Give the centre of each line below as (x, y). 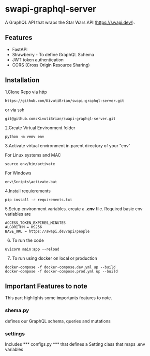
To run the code (28, 240)
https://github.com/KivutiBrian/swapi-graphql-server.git (65, 101)
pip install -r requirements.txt (39, 200)
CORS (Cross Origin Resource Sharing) (51, 65)
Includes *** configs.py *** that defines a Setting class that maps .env (75, 344)
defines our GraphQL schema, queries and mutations (58, 321)
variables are (18, 214)
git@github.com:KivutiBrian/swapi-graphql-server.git (60, 119)
